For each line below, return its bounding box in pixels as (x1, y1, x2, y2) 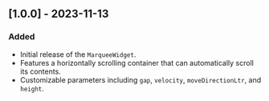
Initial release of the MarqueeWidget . (19, 49, 137, 59)
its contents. (19, 67, 62, 76)
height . (19, 83, 44, 93)
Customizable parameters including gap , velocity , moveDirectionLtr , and (19, 75, 262, 84)
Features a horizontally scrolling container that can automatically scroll (19, 58, 255, 67)
